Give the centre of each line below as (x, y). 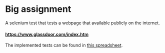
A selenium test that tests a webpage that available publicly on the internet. (82, 23)
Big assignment (38, 9)
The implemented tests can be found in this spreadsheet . (64, 45)
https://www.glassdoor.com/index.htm (47, 34)
